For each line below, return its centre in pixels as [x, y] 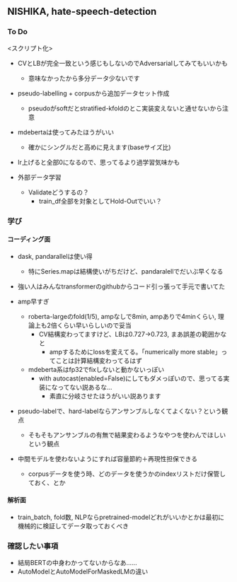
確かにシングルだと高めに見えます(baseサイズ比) [99, 147]
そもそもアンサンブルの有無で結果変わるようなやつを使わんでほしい [127, 435]
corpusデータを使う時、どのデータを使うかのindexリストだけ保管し [127, 474]
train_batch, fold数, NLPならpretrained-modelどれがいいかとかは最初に [121, 517]
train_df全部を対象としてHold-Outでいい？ [100, 201]
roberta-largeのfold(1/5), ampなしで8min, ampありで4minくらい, [122, 316]
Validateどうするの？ [59, 192]
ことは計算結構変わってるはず [99, 361]
